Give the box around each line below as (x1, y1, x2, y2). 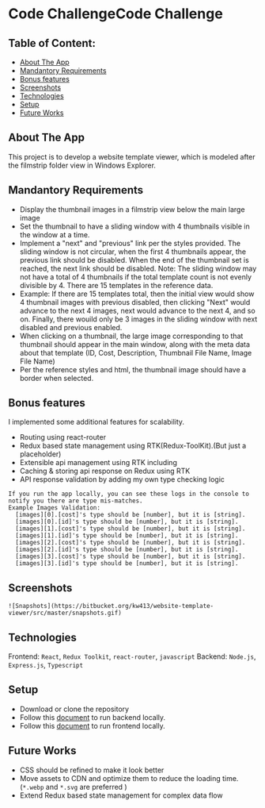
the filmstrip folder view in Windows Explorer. (8, 160, 157, 170)
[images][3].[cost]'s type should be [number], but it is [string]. (15, 552, 246, 560)
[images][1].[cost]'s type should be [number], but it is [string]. (15, 525, 246, 533)
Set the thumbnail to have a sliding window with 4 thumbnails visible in (19, 221, 251, 231)
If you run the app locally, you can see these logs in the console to (8, 490, 249, 498)
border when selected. (19, 373, 94, 383)
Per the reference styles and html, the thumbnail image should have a (19, 364, 247, 374)
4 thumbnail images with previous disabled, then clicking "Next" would (19, 297, 251, 306)
